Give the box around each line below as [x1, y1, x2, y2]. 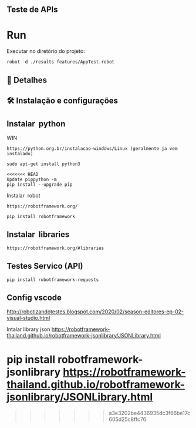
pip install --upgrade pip [6, 182, 73, 188]
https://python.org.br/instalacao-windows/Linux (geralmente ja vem [6, 145, 178, 152]
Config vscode [6, 292, 62, 302]
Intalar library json [6, 326, 50, 333]
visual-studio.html [6, 315, 50, 322]
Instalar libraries [6, 229, 70, 240]
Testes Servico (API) [6, 261, 84, 271]
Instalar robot [6, 192, 40, 199]
